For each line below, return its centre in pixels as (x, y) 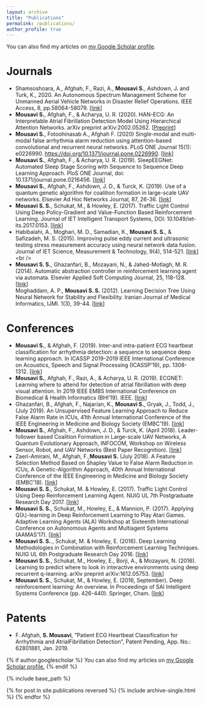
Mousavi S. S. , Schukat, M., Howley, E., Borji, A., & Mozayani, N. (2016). (106, 561)
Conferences (40, 328)
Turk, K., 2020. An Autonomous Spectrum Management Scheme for (101, 95)
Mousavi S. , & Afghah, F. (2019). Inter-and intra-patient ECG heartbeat (104, 346)
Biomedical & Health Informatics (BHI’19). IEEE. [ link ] (81, 398)
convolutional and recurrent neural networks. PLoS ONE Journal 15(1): (103, 147)
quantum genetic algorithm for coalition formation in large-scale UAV (102, 193)
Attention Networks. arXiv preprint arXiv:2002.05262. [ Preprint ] (95, 128)
